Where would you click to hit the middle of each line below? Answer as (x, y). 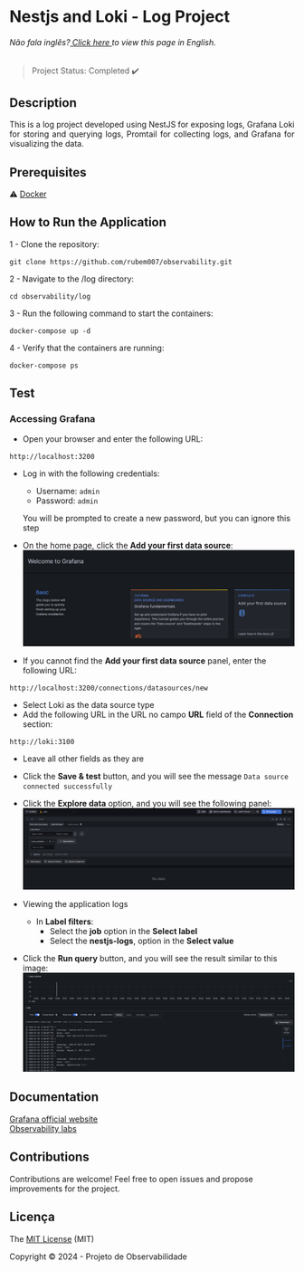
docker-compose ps (44, 365)
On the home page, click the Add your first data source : (128, 545)
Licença (33, 1217)
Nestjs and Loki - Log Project (120, 17)
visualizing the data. (47, 144)
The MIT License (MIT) (52, 1238)
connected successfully (67, 786)
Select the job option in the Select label (123, 932)
